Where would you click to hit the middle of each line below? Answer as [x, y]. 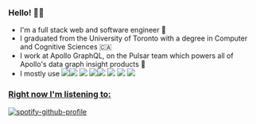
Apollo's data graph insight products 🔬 [82, 64]
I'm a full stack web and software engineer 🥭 [93, 30]
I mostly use [40, 74]
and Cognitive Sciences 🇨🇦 [66, 47]
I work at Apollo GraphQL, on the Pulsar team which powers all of [126, 56]
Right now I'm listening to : [60, 95]
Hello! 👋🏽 [26, 13]
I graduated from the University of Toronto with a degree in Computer [134, 38]
